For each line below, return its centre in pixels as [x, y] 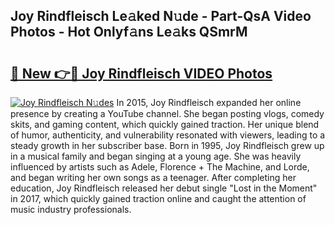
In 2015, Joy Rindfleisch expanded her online [209, 102]
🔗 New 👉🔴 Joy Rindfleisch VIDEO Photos [141, 73]
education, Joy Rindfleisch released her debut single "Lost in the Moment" [164, 188]
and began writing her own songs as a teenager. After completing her [153, 177]
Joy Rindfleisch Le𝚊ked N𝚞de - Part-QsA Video [161, 16]
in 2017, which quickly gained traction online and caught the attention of [158, 198]
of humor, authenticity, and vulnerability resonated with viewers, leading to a [168, 135]
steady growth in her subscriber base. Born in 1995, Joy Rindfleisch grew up [167, 145]
